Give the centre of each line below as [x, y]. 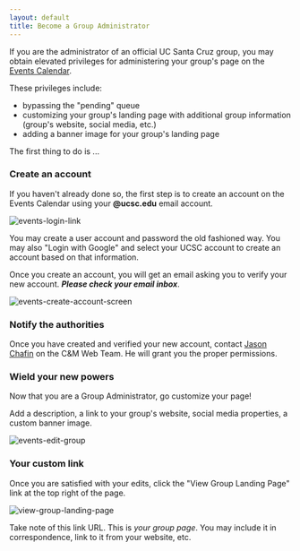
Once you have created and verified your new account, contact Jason [138, 344]
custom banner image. [51, 423]
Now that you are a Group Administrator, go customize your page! [131, 396]
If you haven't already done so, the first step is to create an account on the [147, 194]
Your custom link [47, 464]
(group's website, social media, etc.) [89, 124]
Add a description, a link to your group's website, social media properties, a [149, 414]
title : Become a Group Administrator [80, 26]
